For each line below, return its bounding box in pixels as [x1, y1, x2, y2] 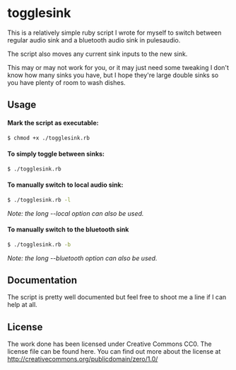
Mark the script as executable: [7, 118, 99, 127]
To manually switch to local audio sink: [7, 180, 124, 189]
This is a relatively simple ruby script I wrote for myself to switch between [7, 28, 222, 37]
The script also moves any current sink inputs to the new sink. [7, 50, 188, 58]
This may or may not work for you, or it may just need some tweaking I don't [7, 63, 230, 71]
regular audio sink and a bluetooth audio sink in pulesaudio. [7, 35, 181, 44]
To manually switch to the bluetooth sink [7, 225, 129, 234]
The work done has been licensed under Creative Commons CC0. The [7, 340, 212, 348]
